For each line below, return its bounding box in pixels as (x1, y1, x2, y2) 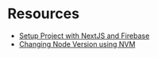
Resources (7, 5, 80, 23)
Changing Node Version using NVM (18, 39, 136, 48)
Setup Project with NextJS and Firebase (18, 31, 150, 40)
